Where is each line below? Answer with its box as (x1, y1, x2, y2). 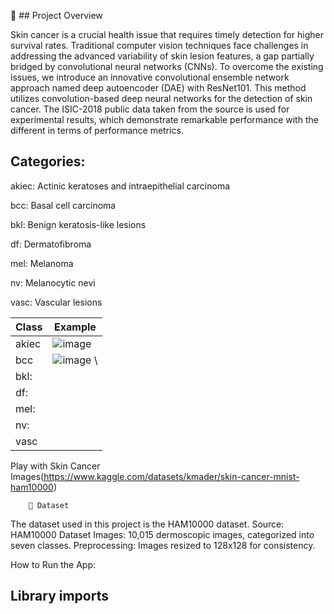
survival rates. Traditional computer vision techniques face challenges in (10, 40, 309, 51)
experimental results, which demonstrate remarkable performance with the (10, 114, 319, 125)
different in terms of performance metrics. (10, 125, 184, 136)
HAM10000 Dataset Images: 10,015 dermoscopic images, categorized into (10, 528, 315, 540)
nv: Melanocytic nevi (10, 276, 96, 289)
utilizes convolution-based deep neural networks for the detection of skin (10, 93, 313, 104)
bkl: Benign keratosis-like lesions (10, 218, 147, 230)
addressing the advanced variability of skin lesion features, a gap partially (10, 50, 315, 62)
